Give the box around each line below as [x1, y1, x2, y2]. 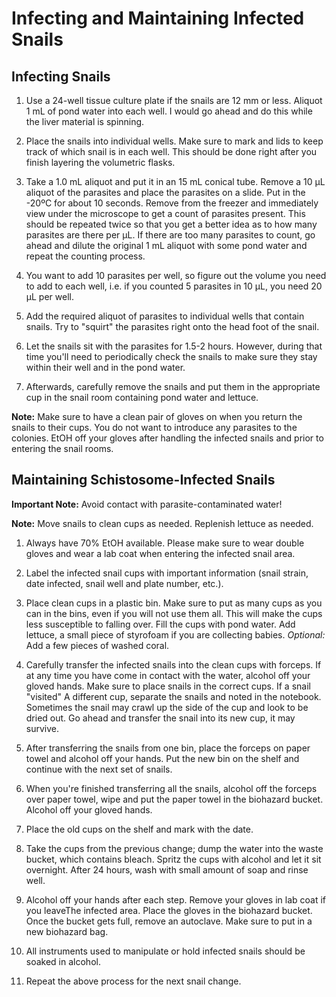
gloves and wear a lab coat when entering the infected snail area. [25, 547, 296, 559]
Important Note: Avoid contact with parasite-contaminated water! [11, 498, 283, 510]
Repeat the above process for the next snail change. [25, 975, 242, 987]
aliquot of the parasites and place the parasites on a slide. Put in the [25, 187, 306, 198]
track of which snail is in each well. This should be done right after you [25, 146, 318, 157]
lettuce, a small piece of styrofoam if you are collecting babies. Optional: [25, 628, 326, 641]
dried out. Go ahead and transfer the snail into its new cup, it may [25, 712, 296, 724]
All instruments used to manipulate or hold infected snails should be [25, 945, 306, 957]
